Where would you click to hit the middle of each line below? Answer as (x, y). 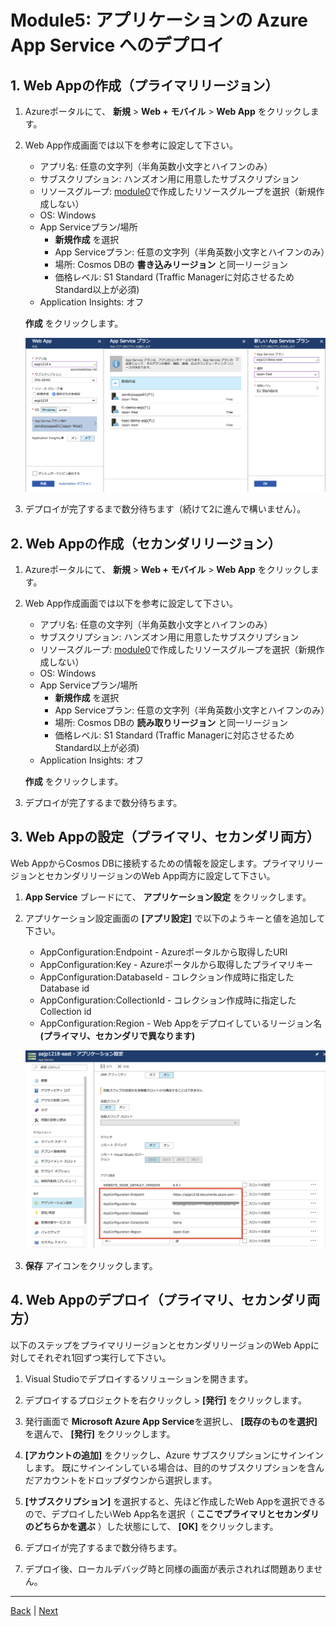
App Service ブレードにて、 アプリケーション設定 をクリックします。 (168, 897)
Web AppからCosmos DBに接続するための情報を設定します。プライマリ (158, 863)
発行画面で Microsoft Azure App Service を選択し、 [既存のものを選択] (171, 1421)
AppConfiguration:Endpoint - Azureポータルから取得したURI (163, 952)
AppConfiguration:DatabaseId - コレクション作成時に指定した (167, 977)
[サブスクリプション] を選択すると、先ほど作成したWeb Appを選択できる (175, 1501)
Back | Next (34, 1610)
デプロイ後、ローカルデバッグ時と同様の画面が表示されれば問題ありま (169, 1568)
